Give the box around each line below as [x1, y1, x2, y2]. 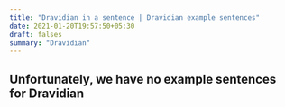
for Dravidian [9, 85, 85, 101]
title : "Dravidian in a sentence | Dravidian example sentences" [9, 13, 260, 22]
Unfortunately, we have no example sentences [9, 71, 277, 86]
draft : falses [9, 30, 63, 39]
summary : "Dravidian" [9, 38, 91, 48]
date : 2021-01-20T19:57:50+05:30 [9, 22, 135, 31]
